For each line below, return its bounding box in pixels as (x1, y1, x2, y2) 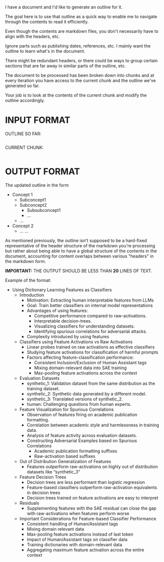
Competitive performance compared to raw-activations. (34, 313, 147, 319)
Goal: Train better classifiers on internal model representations (26, 302, 153, 308)
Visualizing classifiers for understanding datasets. (34, 323, 135, 329)
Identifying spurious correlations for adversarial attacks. (34, 328, 147, 334)
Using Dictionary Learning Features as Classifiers (12, 286, 112, 293)
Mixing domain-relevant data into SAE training (34, 365, 127, 371)
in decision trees (26, 490, 60, 495)
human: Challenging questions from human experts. (26, 401, 132, 407)
